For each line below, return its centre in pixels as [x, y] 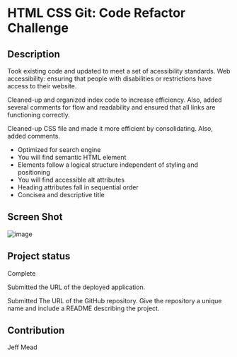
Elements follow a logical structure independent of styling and [108, 165]
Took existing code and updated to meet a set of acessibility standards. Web [119, 71]
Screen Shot [35, 217]
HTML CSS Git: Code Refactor [97, 13]
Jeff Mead [22, 347]
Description [34, 54]
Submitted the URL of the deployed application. [76, 287]
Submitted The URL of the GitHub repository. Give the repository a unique [115, 300]
